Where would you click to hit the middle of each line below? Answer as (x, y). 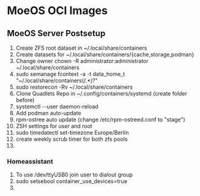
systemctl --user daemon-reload (57, 107)
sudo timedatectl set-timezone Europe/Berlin (72, 133)
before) (25, 100)
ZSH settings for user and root (54, 126)
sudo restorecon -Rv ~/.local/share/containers (74, 87)
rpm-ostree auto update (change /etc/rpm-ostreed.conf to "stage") (100, 119)
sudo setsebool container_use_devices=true (72, 181)
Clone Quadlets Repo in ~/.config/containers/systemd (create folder (102, 93)
